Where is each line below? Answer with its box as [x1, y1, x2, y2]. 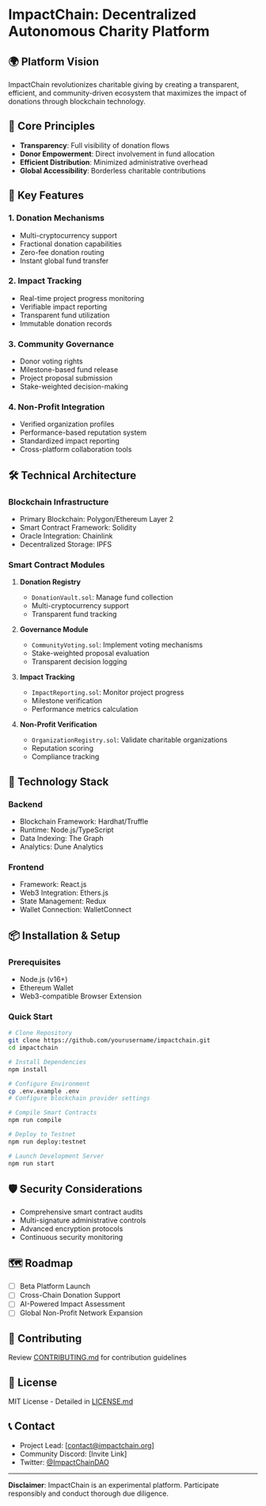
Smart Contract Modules [8, 560, 105, 570]
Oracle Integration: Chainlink [19, 531, 113, 541]
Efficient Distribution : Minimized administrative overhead [19, 157, 208, 167]
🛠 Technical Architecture [8, 469, 137, 482]
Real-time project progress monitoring [19, 293, 145, 302]
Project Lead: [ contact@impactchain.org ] [19, 1440, 154, 1450]
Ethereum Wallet [19, 983, 74, 993]
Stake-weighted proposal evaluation [31, 648, 150, 658]
